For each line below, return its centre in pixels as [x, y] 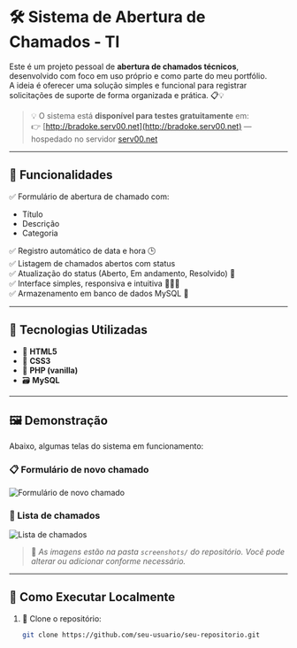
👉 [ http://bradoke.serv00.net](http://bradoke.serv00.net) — [141, 126]
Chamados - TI [65, 42]
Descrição [41, 223]
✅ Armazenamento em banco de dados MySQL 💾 [99, 293]
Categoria [40, 233]
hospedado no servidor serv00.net [94, 139]
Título [32, 214]
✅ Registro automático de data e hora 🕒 [83, 251]
